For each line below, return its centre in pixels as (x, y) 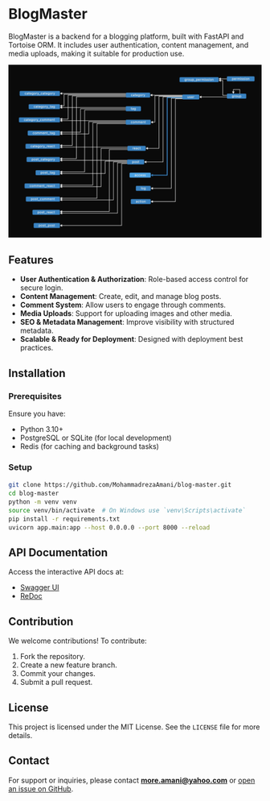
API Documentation (58, 552)
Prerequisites (35, 396)
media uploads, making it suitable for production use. (96, 53)
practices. (37, 348)
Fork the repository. (53, 657)
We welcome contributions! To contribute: (78, 641)
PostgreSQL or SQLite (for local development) (96, 438)
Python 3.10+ (42, 429)
